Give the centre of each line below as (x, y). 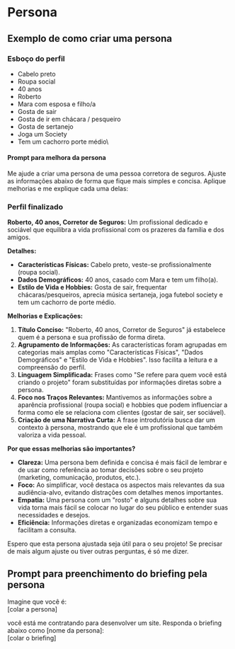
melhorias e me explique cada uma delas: (68, 189)
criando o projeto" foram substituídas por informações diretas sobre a (119, 382)
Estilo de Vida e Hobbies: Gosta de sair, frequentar (92, 287)
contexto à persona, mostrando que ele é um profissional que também (120, 427)
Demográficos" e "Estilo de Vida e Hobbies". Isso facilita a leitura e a (117, 360)
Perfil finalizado (35, 207)
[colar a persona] (33, 609)
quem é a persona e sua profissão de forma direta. (91, 338)
